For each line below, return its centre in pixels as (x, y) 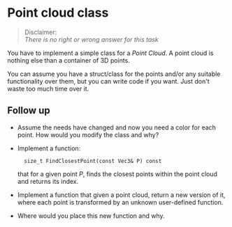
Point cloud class (58, 13)
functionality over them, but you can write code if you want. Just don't (108, 81)
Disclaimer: (41, 32)
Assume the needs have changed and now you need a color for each (117, 127)
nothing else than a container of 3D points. (69, 60)
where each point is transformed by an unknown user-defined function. (120, 202)
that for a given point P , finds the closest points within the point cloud (117, 174)
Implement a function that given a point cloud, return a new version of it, (121, 195)
